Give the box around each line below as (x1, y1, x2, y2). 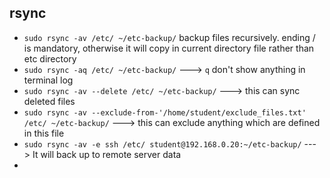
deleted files (23, 95, 76, 107)
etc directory (23, 52, 77, 65)
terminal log (23, 74, 74, 86)
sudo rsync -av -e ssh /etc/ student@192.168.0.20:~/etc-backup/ (23, 139, 302, 150)
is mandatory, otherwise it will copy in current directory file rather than (23, 42, 315, 54)
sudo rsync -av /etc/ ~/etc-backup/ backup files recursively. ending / (23, 31, 316, 43)
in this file (23, 127, 65, 139)
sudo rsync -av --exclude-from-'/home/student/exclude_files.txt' (23, 107, 307, 118)
